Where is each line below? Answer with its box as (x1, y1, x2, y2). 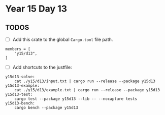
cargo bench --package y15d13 (14, 105, 79, 110)
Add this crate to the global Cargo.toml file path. (12, 36, 113, 42)
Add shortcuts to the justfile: (12, 64, 72, 71)
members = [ (5, 46, 30, 52)
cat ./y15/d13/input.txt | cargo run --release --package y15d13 (14, 79, 156, 84)
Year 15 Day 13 (5, 3, 68, 15)
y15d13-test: (5, 92, 33, 97)
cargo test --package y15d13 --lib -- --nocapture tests (14, 96, 138, 101)
